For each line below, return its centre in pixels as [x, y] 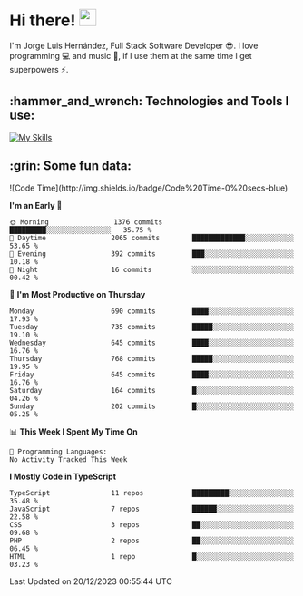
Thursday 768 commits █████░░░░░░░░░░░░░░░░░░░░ [152, 358]
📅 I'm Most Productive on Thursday [78, 294]
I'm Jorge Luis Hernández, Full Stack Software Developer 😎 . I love [134, 45]
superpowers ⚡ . [39, 69]
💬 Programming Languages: [58, 452]
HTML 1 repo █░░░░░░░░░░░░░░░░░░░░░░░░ [152, 556]
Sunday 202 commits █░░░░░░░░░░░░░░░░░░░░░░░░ [152, 406]
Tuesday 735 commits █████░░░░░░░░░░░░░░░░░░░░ [152, 327]
